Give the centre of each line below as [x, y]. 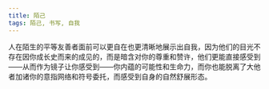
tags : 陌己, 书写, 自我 [44, 23]
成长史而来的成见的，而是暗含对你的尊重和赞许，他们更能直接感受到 [148, 56]
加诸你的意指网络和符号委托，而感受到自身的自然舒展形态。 [113, 76]
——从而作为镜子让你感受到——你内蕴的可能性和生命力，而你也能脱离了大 [131, 66]
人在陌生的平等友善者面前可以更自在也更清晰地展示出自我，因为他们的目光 [131, 46]
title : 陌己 [27, 15]
